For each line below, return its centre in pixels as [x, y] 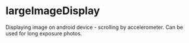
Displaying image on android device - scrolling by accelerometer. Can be [94, 27]
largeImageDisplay [53, 11]
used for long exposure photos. [44, 33]
